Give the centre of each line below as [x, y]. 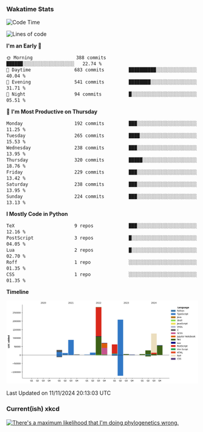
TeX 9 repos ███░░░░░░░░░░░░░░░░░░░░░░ [102, 226]
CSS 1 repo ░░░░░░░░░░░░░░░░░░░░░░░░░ [102, 275]
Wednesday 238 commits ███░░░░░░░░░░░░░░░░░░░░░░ [102, 148]
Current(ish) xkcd [33, 409]
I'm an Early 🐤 [24, 46]
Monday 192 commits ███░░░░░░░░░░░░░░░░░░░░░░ [102, 124]
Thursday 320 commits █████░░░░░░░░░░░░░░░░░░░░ [102, 160]
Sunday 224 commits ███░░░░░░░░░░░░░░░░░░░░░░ [102, 197]
